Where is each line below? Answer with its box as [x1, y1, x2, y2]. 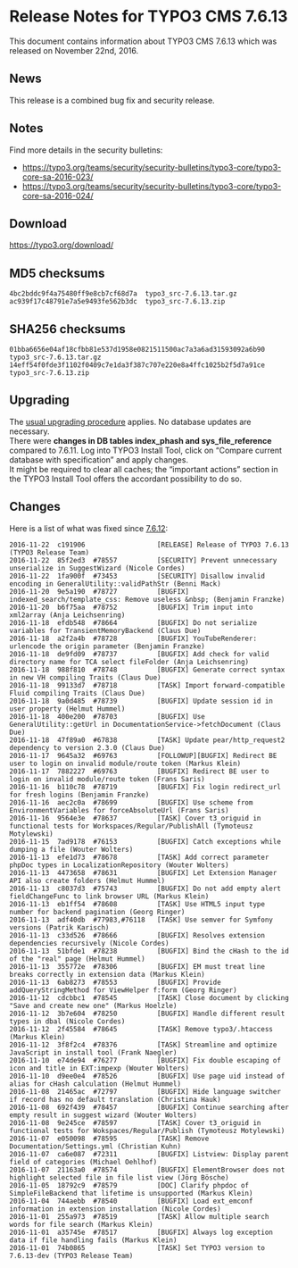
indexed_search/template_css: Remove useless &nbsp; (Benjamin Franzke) [9, 595, 286, 604]
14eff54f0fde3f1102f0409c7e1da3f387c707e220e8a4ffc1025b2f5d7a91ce [9, 361, 266, 370]
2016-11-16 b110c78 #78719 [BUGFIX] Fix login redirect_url [9, 782, 281, 791]
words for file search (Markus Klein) [9, 1220, 153, 1229]
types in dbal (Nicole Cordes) [9, 1016, 126, 1026]
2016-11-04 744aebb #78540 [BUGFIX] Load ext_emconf [9, 1197, 253, 1205]
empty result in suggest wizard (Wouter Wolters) [9, 1110, 198, 1120]
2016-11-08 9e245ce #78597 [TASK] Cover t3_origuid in [9, 1118, 261, 1127]
